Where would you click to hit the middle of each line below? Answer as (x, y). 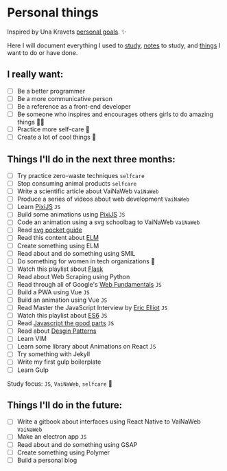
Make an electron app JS (52, 437)
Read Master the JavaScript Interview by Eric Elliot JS (92, 308)
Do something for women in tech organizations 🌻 (86, 261)
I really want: (35, 75)
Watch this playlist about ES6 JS (62, 316)
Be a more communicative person (65, 98)
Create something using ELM (58, 245)
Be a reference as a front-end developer (74, 106)
